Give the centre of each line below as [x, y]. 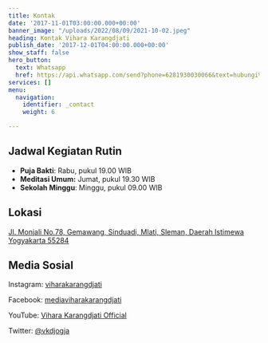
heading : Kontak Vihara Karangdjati [69, 38]
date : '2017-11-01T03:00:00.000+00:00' [75, 23]
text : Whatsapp [41, 68]
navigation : [35, 97]
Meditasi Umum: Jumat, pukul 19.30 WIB [87, 179]
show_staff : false [39, 53]
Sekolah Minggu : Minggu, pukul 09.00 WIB [91, 187]
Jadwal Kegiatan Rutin [65, 151]
